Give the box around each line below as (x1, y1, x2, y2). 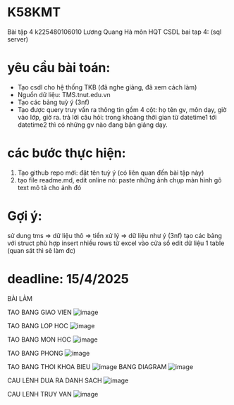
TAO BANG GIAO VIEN (7, 308, 72, 316)
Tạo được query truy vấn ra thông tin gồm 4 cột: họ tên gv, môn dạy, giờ (17, 105, 227, 113)
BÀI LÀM (7, 294, 33, 303)
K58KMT (7, 4, 61, 20)
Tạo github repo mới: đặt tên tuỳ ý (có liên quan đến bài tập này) (17, 168, 204, 177)
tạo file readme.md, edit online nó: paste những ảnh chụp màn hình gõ (17, 175, 222, 184)
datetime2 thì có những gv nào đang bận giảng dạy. (17, 120, 168, 129)
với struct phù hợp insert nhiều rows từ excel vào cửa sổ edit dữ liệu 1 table (7, 239, 225, 247)
